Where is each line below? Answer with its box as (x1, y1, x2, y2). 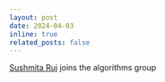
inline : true (9, 29, 58, 38)
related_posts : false (9, 37, 91, 47)
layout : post (9, 12, 58, 22)
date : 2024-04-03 (9, 21, 74, 30)
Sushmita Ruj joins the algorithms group (9, 62, 157, 73)
